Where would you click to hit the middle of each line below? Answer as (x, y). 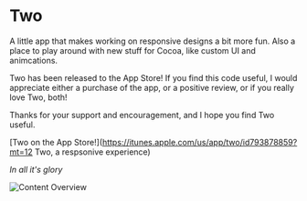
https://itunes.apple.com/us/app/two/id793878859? (200, 142)
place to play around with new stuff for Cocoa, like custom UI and (132, 50)
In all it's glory (36, 169)
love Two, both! (38, 97)
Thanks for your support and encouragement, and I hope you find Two (142, 115)
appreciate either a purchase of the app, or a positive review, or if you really (152, 87)
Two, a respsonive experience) (93, 152)
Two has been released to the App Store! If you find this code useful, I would (153, 77)
